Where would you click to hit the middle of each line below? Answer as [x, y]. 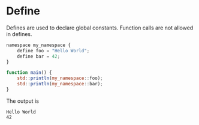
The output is [22, 101]
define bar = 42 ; [39, 56]
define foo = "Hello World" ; [53, 50]
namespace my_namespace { [38, 45]
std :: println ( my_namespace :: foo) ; [60, 78]
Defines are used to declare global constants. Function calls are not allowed [100, 28]
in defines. [19, 34]
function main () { [29, 73]
